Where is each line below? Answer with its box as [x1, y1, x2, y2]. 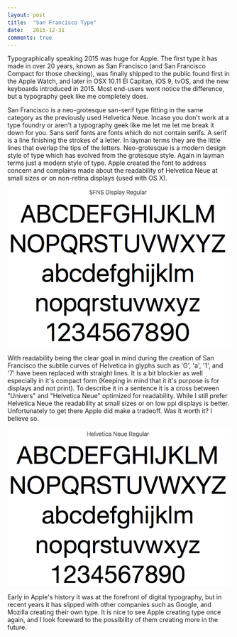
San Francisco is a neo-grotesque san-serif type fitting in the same [7, 106, 204, 114]
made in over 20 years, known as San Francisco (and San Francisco [7, 62, 206, 70]
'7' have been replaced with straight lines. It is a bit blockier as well [7, 369, 204, 378]
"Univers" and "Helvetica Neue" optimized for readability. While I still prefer [7, 392, 228, 400]
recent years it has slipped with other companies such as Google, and [7, 600, 211, 609]
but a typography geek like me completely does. [7, 92, 149, 101]
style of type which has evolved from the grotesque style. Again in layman [7, 151, 225, 160]
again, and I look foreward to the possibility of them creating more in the [7, 615, 219, 623]
